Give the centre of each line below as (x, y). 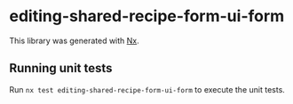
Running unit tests (61, 68)
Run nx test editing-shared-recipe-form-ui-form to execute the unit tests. (147, 89)
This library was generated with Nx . (74, 41)
